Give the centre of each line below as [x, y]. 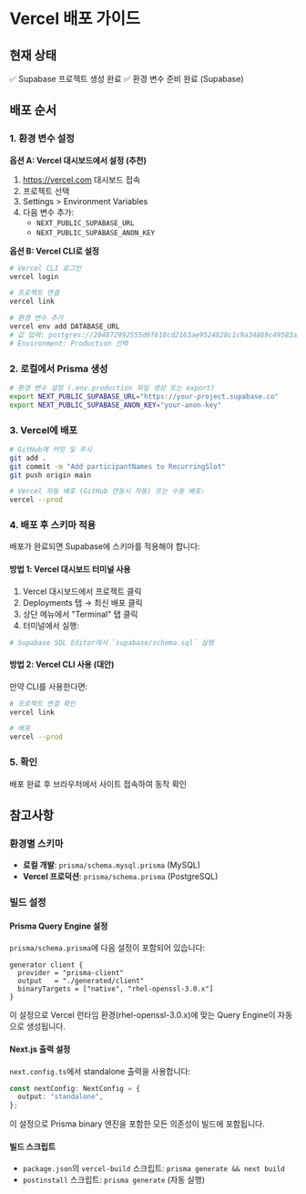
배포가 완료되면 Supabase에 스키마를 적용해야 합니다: [105, 546]
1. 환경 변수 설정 [42, 139]
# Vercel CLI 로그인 [46, 268]
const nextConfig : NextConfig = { [75, 1088]
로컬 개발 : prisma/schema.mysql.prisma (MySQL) [112, 865]
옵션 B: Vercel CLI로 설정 [55, 251]
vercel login [34, 276]
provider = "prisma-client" [71, 973]
